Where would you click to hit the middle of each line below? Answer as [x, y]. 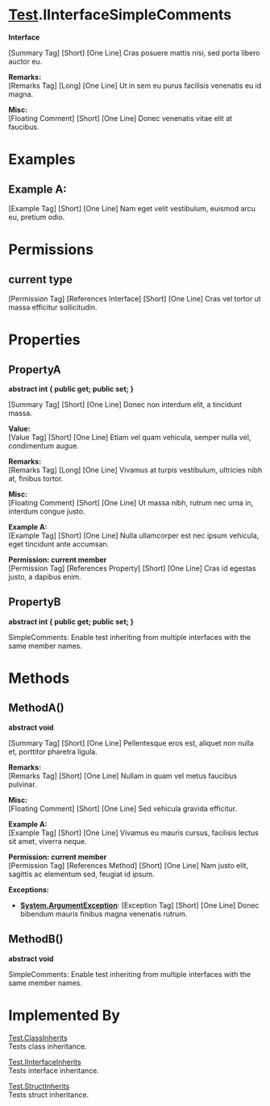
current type [40, 279]
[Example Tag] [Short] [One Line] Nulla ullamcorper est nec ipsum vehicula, [134, 535]
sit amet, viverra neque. [48, 841]
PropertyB [35, 602]
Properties [44, 340]
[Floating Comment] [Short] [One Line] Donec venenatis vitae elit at [120, 118]
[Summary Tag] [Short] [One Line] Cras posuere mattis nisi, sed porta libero [134, 52]
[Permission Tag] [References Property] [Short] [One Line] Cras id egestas [132, 568]
